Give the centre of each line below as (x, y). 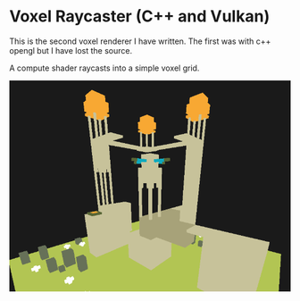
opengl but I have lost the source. (71, 50)
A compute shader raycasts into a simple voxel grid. (104, 68)
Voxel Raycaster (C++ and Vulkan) (140, 17)
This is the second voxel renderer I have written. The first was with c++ (140, 41)
